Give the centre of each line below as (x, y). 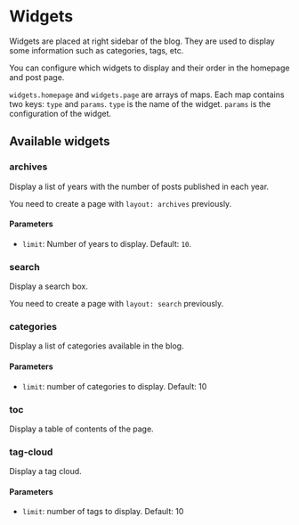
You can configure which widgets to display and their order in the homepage (149, 68)
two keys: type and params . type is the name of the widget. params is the (140, 103)
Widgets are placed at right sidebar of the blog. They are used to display (142, 41)
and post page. (37, 77)
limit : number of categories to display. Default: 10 (114, 386)
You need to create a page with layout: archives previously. (121, 203)
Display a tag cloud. (45, 472)
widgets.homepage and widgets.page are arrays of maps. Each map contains (147, 94)
